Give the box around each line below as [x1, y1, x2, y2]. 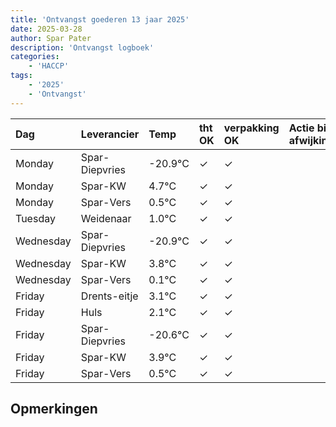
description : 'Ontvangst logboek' [10, 42, 155, 53]
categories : [10, 52, 60, 62]
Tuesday [15, 211, 56, 225]
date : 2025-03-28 [10, 24, 83, 34]
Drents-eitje [80, 289, 139, 303]
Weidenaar [80, 211, 132, 225]
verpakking [223, 121, 280, 135]
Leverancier [80, 127, 140, 141]
